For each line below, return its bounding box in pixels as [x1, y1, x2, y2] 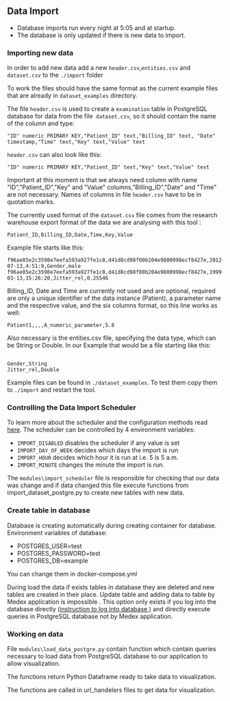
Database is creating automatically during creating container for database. [7, 521, 217, 530]
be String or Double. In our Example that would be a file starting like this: [7, 341, 212, 349]
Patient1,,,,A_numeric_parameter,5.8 [7, 322, 115, 329]
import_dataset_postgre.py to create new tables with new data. [7, 489, 185, 497]
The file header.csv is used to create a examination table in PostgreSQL [7, 105, 207, 113]
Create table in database [7, 506, 90, 515]
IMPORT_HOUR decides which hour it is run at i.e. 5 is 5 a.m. [16, 454, 179, 462]
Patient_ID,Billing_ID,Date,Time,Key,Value [7, 232, 133, 238]
